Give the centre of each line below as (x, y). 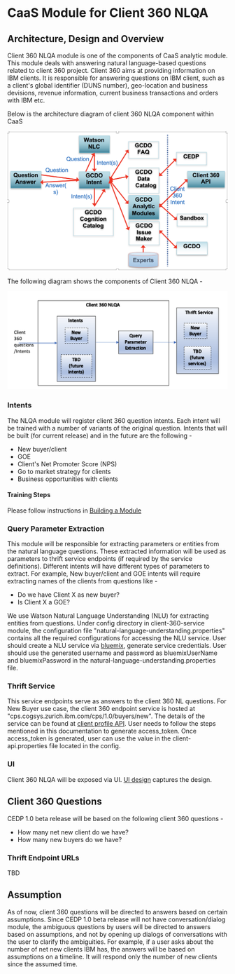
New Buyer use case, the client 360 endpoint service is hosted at (101, 709)
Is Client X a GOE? (43, 602)
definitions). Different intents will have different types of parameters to (108, 567)
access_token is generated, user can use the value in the (89, 738)
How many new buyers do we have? (70, 839)
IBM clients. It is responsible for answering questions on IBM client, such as (116, 78)
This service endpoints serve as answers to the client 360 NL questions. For (117, 701)
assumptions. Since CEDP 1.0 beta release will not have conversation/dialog (116, 919)
